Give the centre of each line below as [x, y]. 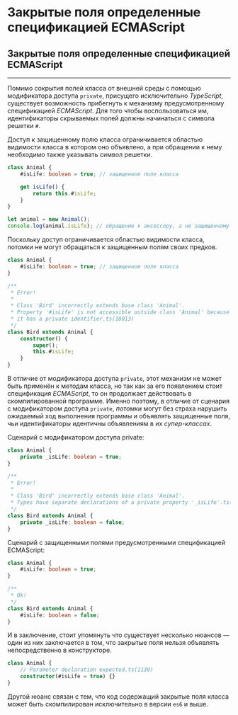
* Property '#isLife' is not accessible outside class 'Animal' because [120, 312]
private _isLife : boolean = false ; [73, 522]
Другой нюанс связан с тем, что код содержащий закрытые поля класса [118, 696]
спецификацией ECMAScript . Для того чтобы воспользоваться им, [108, 111]
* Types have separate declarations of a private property [100, 503]
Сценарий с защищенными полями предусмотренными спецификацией [117, 542]
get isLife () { [42, 187]
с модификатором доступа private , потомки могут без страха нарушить [117, 408]
